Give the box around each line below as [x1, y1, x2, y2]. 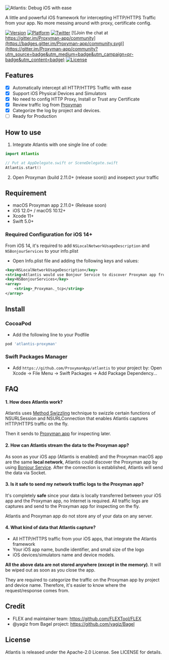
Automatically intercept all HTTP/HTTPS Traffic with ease [12, 84, 132, 90]
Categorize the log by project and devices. [12, 108, 101, 114]
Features [5, 71, 34, 80]
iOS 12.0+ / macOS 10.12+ [12, 208, 66, 214]
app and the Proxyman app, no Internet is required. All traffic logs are [5, 498, 148, 504]
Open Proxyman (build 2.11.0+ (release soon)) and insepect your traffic [12, 174, 159, 180]
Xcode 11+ [12, 213, 34, 219]
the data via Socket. [5, 469, 47, 476]
